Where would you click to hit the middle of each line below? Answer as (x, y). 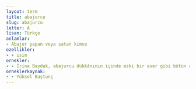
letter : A (18, 28)
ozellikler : (20, 50)
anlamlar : (18, 39)
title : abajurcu (26, 17)
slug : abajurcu (24, 22)
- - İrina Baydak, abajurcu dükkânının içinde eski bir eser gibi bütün (96, 66)
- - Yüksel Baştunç (30, 77)
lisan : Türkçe (23, 33)
